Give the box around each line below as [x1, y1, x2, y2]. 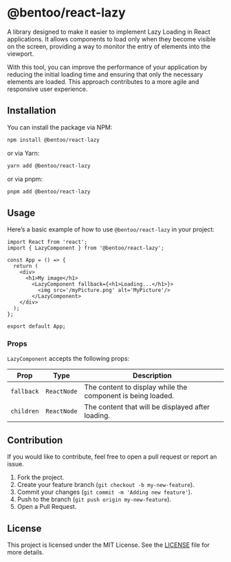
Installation [7, 105, 56, 116]
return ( [13, 263, 38, 270]
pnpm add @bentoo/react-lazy [7, 188, 91, 195]
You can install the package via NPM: [7, 123, 113, 132]
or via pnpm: [7, 174, 43, 183]
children [10, 408, 39, 415]
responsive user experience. [7, 85, 88, 93]
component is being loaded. [84, 391, 175, 401]
